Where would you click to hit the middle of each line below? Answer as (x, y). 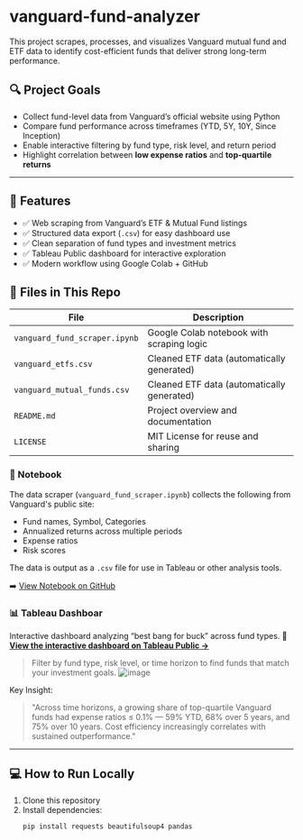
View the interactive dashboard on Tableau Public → (109, 645)
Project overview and (192, 410)
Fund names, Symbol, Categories (84, 521)
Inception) (41, 135)
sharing (164, 448)
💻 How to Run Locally (72, 774)
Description (218, 317)
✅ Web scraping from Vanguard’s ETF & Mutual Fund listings (135, 223)
